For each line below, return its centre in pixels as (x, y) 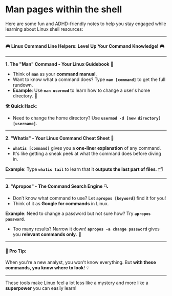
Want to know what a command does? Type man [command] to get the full (89, 80)
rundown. (23, 85)
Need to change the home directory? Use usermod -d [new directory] (87, 118)
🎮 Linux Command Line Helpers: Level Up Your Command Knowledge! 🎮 (85, 46)
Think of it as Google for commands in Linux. (61, 204)
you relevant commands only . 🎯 (47, 234)
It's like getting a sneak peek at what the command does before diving (87, 154)
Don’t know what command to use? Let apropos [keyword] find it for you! (89, 198)
